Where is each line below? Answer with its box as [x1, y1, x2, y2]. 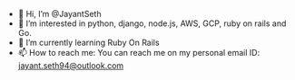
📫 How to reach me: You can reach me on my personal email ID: [17, 48, 261, 58]
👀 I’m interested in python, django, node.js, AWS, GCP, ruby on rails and [17, 18, 287, 29]
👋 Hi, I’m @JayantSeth [17, 9, 102, 19]
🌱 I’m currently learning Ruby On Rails [17, 37, 161, 48]
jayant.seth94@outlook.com [17, 60, 124, 71]
